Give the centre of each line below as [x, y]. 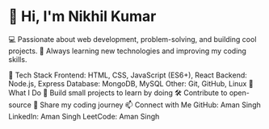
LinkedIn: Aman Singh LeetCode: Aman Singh [84, 116]
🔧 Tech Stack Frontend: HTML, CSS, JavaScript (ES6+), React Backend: [128, 75]
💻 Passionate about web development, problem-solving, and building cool [132, 39]
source [20, 105]
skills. [18, 59]
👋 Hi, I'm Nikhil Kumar [82, 17]
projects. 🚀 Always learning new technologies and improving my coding [127, 51]
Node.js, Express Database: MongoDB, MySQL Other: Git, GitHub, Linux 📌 [131, 83]
